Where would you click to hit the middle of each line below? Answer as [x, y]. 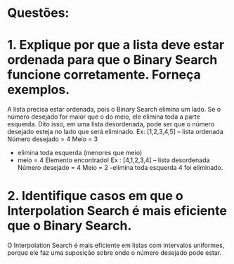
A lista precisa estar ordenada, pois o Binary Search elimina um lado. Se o [114, 110]
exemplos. [39, 90]
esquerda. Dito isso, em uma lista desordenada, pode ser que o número [111, 124]
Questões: [38, 13]
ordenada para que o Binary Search [112, 60]
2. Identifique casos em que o [96, 196]
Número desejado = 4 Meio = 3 [53, 139]
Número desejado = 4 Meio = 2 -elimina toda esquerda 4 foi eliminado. [120, 168]
